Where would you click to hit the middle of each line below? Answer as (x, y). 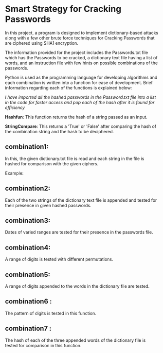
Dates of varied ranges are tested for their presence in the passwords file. (79, 232)
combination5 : (28, 274)
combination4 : (28, 247)
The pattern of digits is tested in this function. (51, 313)
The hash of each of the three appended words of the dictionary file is (75, 340)
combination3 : (28, 221)
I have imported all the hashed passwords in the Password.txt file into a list (81, 97)
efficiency (15, 107)
